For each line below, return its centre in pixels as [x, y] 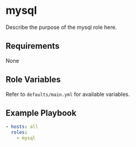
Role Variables [33, 80]
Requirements [32, 46]
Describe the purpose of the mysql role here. [61, 27]
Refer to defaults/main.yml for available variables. [68, 94]
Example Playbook [41, 113]
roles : [19, 133]
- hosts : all [22, 127]
